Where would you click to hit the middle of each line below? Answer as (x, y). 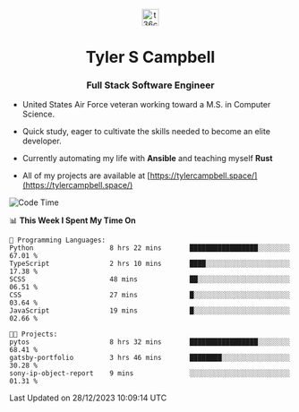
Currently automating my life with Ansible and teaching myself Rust (147, 159)
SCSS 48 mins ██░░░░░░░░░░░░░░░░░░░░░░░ (150, 279)
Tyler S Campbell (150, 57)
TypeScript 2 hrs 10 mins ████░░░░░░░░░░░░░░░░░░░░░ (150, 264)
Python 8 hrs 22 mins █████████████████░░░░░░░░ (150, 248)
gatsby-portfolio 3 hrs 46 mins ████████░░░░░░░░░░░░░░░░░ (150, 358)
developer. (42, 141)
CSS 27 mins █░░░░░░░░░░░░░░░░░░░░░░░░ (150, 296)
